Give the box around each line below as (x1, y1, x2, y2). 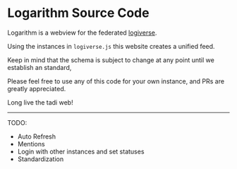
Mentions (17, 139, 45, 148)
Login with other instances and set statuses (17, 147, 145, 156)
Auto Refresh (17, 132, 56, 141)
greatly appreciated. (7, 84, 66, 93)
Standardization (17, 154, 64, 163)
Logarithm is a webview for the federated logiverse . (7, 28, 157, 37)
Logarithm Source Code (7, 5, 150, 21)
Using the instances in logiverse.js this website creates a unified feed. (7, 42, 215, 50)
